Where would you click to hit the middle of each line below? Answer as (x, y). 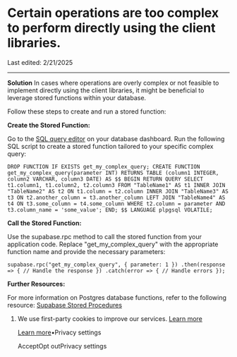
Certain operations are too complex (113, 13)
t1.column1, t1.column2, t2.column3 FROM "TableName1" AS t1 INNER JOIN (116, 185)
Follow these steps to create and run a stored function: (87, 111)
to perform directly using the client (111, 28)
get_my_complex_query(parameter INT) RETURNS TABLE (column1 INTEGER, (113, 173)
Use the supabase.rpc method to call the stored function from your (105, 236)
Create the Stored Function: (49, 125)
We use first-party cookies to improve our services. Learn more (110, 318)
